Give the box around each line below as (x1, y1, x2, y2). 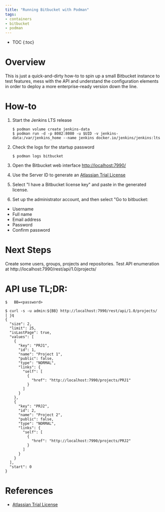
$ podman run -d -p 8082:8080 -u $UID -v (12, 131, 99, 136)
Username (12, 206, 33, 212)
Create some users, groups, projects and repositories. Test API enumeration (5, 260, 160, 266)
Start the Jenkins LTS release (12, 117, 72, 123)
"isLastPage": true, (9, 330, 52, 335)
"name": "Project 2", (18, 412, 63, 417)
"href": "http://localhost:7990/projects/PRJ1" (31, 377, 132, 383)
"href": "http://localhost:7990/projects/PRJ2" (31, 438, 132, 443)
